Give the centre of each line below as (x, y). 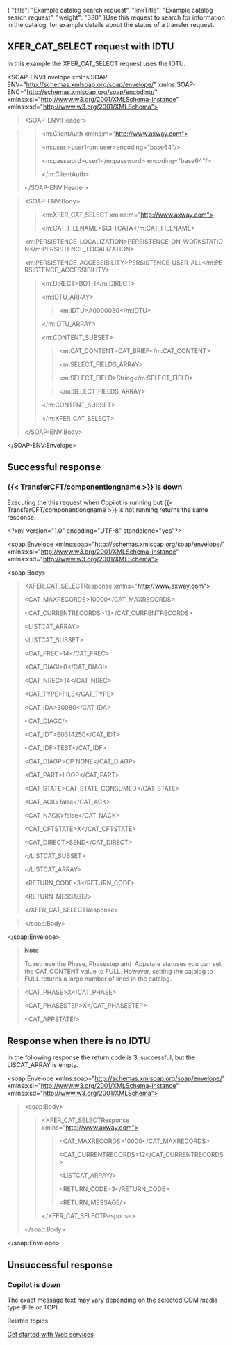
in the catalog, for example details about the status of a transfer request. (111, 25)
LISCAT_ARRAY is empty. (43, 1065)
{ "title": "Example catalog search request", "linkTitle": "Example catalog (110, 10)
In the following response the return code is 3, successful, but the (101, 1057)
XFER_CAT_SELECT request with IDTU (91, 47)
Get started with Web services (50, 1334)
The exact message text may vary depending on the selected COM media (113, 1300)
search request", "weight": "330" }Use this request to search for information (116, 17)
